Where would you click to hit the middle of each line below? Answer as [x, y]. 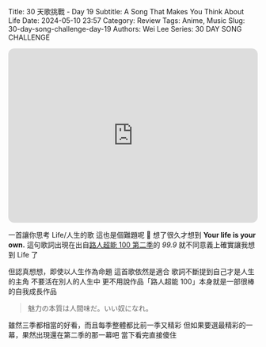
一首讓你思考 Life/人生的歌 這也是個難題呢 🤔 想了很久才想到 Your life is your [132, 235]
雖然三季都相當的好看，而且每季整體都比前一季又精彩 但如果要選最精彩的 [127, 325]
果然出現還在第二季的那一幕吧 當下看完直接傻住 [99, 335]
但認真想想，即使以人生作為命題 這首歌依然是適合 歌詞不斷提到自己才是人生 [131, 271]
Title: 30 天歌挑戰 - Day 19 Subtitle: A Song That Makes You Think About [126, 11]
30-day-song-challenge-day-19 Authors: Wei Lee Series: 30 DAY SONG [125, 29]
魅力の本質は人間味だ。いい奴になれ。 [90, 308]
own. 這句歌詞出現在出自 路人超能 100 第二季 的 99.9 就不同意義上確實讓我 [128, 245]
